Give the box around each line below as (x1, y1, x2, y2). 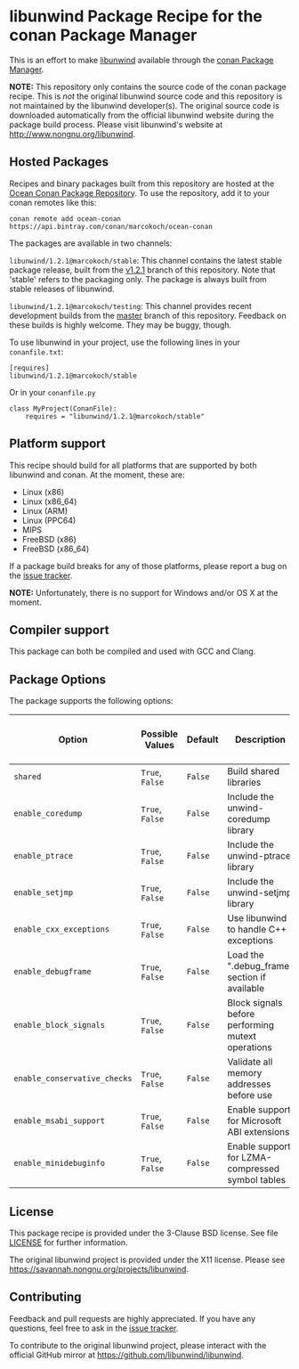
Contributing (9, 1290, 82, 1305)
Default (186, 733, 219, 746)
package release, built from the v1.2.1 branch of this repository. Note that (9, 265, 276, 275)
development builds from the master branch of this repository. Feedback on (9, 310, 287, 321)
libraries (226, 777, 262, 789)
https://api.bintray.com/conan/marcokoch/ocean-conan (9, 222, 214, 231)
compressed (226, 1162, 280, 1175)
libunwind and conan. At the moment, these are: (9, 469, 185, 480)
